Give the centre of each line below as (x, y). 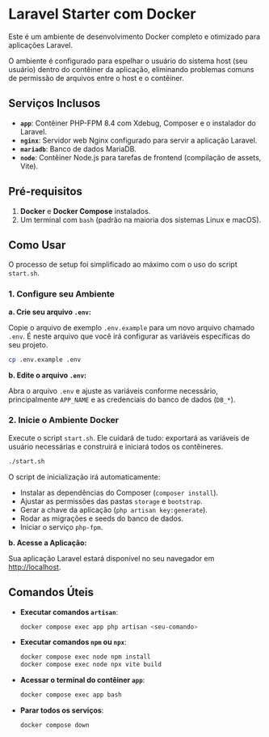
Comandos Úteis (51, 592)
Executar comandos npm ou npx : (73, 642)
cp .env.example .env (45, 360)
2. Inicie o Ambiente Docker (64, 420)
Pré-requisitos (46, 192)
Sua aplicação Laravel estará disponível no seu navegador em (111, 558)
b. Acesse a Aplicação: (48, 543)
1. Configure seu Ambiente (62, 294)
